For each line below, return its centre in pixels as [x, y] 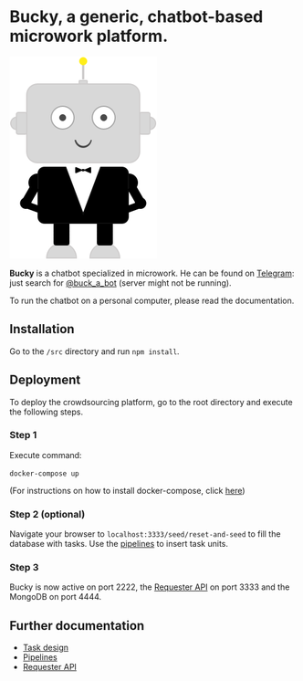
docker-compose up [44, 473]
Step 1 [23, 435]
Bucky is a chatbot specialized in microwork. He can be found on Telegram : [152, 273]
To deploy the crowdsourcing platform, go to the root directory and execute [151, 402]
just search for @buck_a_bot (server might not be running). [120, 283]
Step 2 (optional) [47, 514]
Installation [42, 329]
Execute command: [46, 455]
